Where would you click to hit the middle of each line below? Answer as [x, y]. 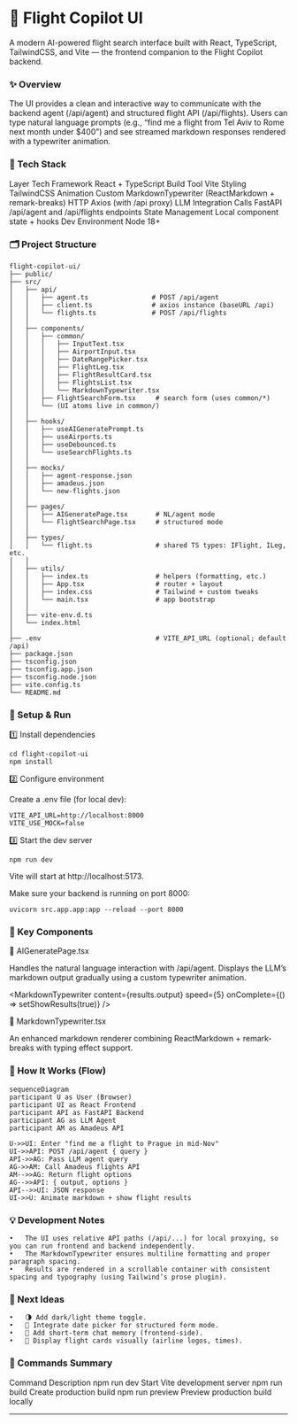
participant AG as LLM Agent [63, 1120]
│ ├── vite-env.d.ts [51, 615]
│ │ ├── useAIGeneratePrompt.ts [76, 429]
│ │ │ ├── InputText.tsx [67, 344]
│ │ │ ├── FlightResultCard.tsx [80, 375]
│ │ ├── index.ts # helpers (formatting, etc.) [138, 576]
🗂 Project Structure [53, 244]
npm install [31, 762]
